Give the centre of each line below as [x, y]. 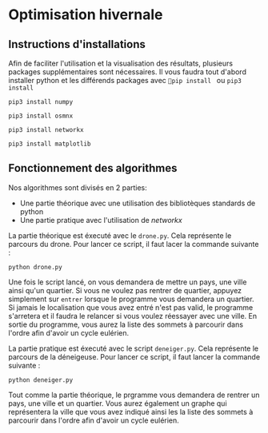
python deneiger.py [41, 380]
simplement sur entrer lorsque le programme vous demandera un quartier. [131, 299]
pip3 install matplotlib [50, 144]
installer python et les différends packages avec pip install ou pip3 [125, 80]
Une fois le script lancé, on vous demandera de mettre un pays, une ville [128, 282]
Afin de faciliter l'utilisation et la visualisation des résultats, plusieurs [121, 63]
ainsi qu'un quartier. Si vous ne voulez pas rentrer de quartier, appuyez [125, 290]
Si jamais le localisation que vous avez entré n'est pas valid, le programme [131, 307]
